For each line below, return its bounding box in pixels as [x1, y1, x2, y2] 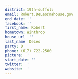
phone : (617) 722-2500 [5, 48, 52, 53]
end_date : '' [5, 16, 32, 21]
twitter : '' [5, 62, 29, 67]
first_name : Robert [5, 26, 45, 30]
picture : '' [5, 53, 29, 58]
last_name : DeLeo [5, 39, 41, 44]
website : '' [5, 67, 29, 72]
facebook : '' [5, 21, 32, 26]
